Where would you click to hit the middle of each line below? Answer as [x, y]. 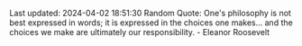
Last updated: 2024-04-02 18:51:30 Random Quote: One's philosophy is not [150, 13]
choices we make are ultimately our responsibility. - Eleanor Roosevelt [140, 32]
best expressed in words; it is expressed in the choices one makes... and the [151, 23]
